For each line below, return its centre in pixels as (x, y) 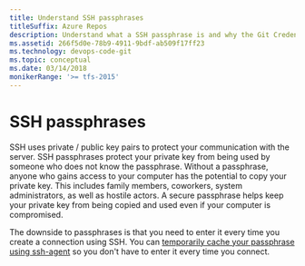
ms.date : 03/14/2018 (49, 69)
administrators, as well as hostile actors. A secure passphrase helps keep (147, 195)
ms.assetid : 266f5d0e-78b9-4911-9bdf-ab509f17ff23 (107, 43)
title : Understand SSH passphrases (77, 18)
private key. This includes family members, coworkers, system (126, 185)
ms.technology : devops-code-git (70, 52)
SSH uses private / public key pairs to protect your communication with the (150, 147)
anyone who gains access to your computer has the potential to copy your (148, 176)
